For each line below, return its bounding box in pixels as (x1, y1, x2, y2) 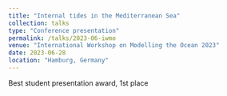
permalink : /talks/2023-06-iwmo (8, 34, 116, 42)
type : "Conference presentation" (8, 26, 120, 34)
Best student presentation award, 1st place (8, 78, 149, 88)
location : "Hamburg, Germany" (8, 57, 110, 65)
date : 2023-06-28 (8, 49, 66, 57)
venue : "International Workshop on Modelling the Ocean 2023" (8, 42, 220, 50)
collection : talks (8, 19, 70, 27)
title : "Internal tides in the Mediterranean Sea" (8, 11, 181, 20)
